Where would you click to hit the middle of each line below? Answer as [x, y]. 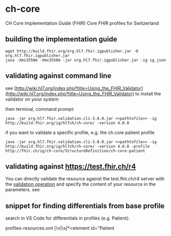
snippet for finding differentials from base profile [85, 206]
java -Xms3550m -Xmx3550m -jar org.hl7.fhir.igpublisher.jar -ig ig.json [86, 60]
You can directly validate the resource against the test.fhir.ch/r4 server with [85, 179]
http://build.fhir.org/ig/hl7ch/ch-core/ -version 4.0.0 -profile [78, 146]
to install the [148, 93]
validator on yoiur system [32, 99]
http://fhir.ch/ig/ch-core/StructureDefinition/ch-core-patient [75, 151]
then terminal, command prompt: [40, 109]
